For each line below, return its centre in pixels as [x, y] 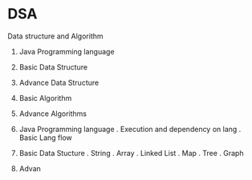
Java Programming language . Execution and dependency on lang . [130, 129]
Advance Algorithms [53, 114]
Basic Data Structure [53, 67]
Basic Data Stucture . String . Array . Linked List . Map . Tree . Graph [131, 153]
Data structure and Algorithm [55, 36]
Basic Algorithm [45, 98]
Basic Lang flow [46, 138]
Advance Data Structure [59, 82]
